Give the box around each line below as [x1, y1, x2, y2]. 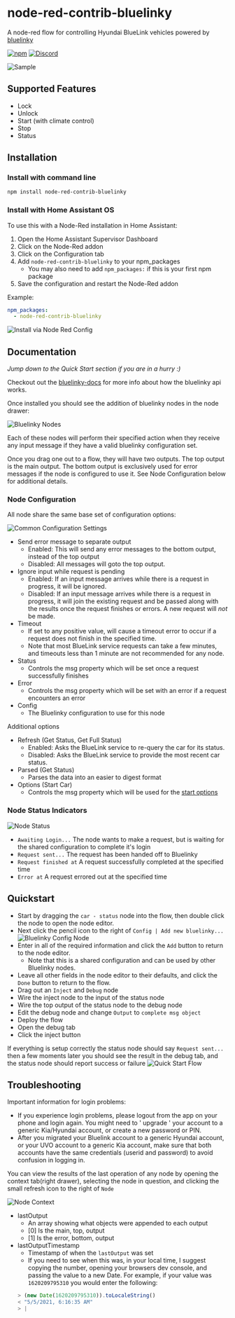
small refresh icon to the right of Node [7, 1184, 114, 1193]
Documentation [7, 345, 77, 358]
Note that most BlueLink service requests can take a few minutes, [27, 642, 218, 650]
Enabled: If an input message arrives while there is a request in [27, 575, 209, 583]
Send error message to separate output [17, 537, 131, 546]
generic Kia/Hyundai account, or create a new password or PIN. [17, 1126, 201, 1134]
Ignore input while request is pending [17, 568, 125, 576]
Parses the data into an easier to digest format [27, 773, 162, 782]
